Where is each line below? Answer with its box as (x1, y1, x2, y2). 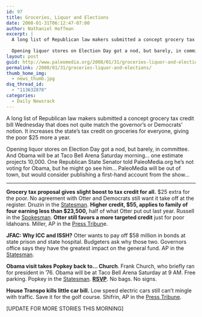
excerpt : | (6, 31, 34, 37)
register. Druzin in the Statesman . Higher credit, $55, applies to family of (6, 201, 188, 208)
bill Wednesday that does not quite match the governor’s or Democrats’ (6, 121, 183, 128)
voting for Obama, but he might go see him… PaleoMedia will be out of (6, 165, 182, 172)
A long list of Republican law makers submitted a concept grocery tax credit (6, 115, 194, 122)
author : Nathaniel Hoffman (6, 25, 74, 32)
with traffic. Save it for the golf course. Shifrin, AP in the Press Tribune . (6, 293, 182, 300)
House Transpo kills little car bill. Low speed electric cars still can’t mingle (6, 286, 192, 294)
